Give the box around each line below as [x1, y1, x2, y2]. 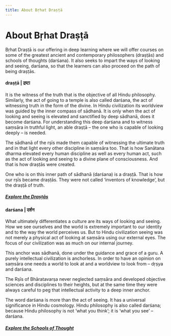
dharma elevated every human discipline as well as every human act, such [5, 150, 162, 156]
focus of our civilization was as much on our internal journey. [5, 240, 134, 246]
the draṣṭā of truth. [5, 182, 45, 188]
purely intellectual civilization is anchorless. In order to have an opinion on [5, 255, 161, 261]
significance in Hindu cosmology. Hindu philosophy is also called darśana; [5, 302, 162, 308]
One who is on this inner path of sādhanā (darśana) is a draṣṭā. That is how [5, 171, 163, 177]
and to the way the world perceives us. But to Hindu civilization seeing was [5, 229, 163, 235]
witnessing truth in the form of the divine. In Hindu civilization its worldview [5, 102, 163, 108]
